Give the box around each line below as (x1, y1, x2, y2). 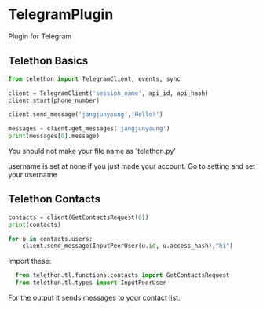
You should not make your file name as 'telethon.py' (8, 147, 177, 155)
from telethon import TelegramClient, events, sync (8, 75, 181, 83)
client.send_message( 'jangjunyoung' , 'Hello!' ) (8, 111, 163, 119)
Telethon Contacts (8, 192, 100, 206)
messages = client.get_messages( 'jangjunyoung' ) (8, 125, 170, 133)
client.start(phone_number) (8, 97, 100, 104)
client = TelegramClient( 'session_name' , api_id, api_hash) (8, 89, 210, 97)
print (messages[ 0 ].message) (8, 132, 100, 140)
